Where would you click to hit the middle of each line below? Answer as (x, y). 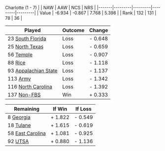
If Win (60, 109)
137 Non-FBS (24, 95)
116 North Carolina (30, 87)
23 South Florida (27, 38)
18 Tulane (19, 125)
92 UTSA (18, 141)
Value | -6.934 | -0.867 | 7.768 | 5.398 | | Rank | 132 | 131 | (98, 13)
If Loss (84, 109)
